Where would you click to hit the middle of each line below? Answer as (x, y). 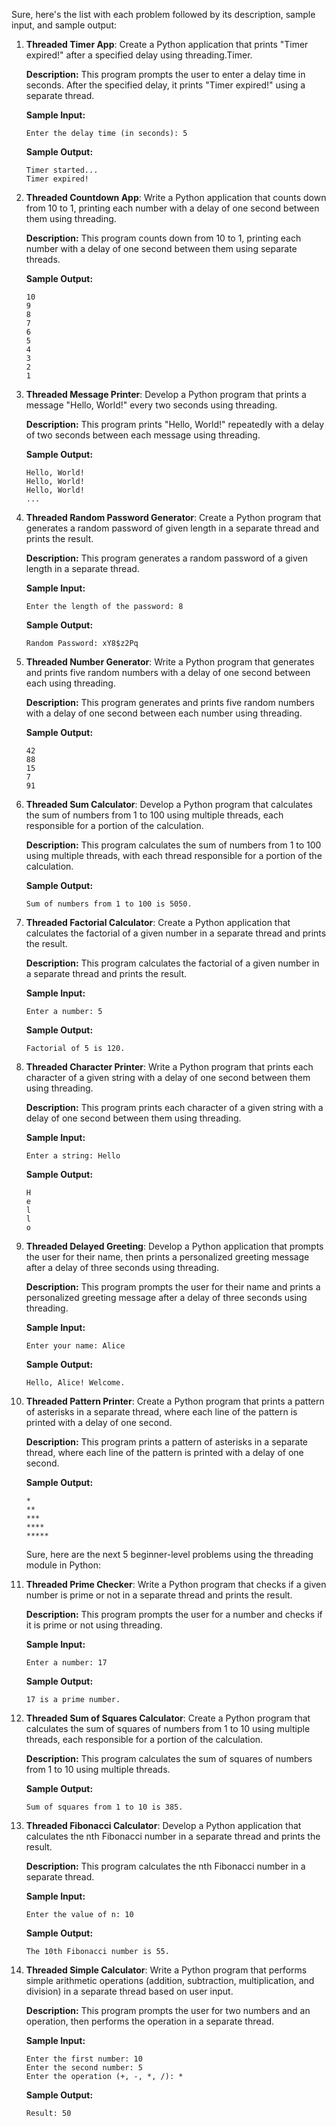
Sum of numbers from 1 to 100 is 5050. (109, 904)
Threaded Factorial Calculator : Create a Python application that (158, 922)
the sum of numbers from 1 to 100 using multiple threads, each (154, 815)
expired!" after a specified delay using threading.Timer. (139, 55)
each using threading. (70, 683)
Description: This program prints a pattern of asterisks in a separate (166, 1442)
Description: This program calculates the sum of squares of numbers (169, 1758)
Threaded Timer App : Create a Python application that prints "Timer (167, 44)
